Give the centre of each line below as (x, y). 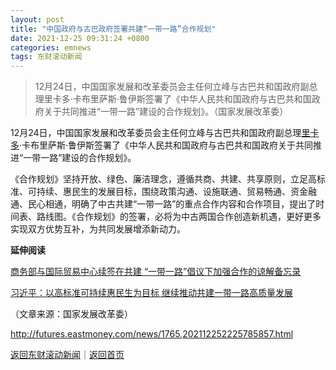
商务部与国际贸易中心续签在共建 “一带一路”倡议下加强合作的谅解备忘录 (156, 272)
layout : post (37, 19)
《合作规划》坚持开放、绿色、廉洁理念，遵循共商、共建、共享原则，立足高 (163, 179)
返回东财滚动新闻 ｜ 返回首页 (67, 355)
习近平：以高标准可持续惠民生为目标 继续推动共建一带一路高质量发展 (151, 293)
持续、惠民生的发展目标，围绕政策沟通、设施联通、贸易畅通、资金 (172, 192)
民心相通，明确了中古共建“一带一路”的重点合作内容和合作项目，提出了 (172, 204)
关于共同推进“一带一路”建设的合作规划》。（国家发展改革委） (166, 112)
